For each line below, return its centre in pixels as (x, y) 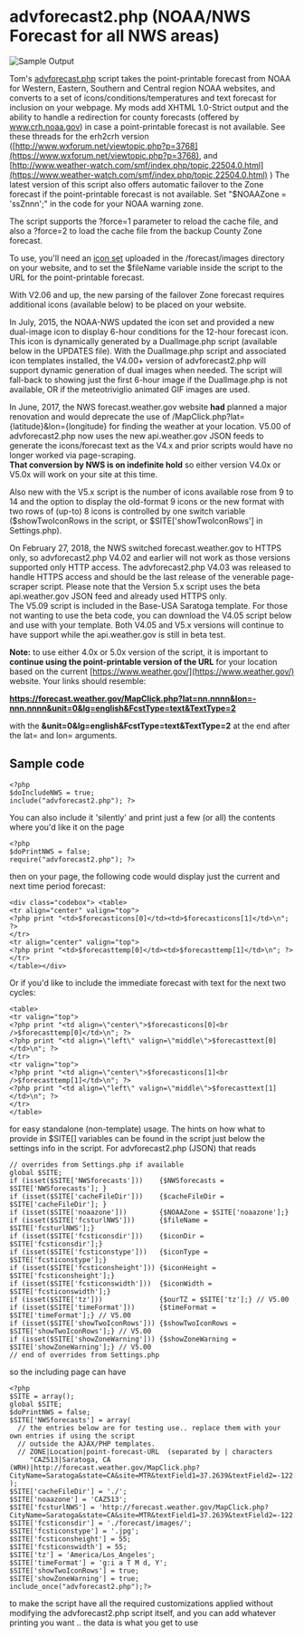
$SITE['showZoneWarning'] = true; (75, 1578)
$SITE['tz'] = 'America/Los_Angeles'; (82, 1555)
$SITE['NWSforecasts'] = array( (70, 1420)
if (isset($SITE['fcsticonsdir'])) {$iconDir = (107, 1236)
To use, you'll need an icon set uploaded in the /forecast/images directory (147, 258)
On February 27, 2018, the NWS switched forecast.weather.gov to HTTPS (146, 548)
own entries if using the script (72, 1436)
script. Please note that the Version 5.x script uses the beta (150, 586)
